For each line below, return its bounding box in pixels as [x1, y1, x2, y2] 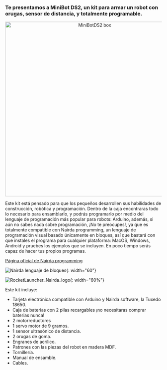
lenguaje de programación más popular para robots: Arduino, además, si [5, 216, 154, 222]
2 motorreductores [12, 318, 51, 324]
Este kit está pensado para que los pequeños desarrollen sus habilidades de [5, 200, 162, 206]
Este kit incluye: [5, 287, 38, 293]
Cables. [12, 360, 28, 366]
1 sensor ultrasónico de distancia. [12, 328, 81, 334]
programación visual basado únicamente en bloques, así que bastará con [5, 232, 156, 238]
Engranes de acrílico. [12, 339, 56, 345]
